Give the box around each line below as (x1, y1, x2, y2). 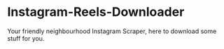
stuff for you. (7, 34, 45, 42)
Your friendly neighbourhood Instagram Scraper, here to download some (7, 27, 217, 35)
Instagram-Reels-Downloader (7, 4, 185, 20)
